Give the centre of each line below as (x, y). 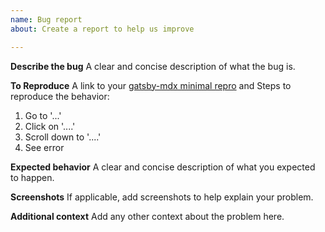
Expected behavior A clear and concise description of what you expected (163, 167)
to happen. (32, 177)
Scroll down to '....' (63, 137)
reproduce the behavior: (60, 96)
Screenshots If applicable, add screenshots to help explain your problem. (162, 197)
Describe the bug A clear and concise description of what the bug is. (153, 66)
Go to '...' (43, 115)
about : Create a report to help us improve (102, 29)
